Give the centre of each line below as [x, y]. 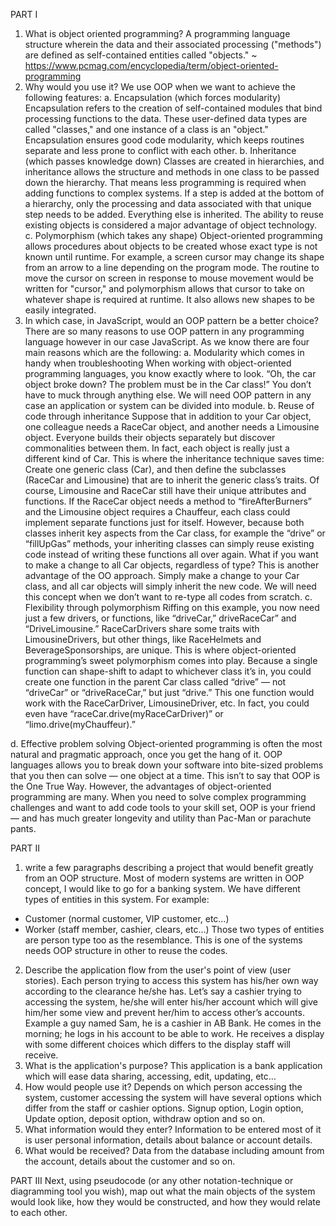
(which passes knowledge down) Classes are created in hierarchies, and [174, 161]
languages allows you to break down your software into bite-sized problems [167, 765]
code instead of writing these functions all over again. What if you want [171, 554]
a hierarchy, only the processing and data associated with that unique [168, 203]
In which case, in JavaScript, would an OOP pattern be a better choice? [172, 320]
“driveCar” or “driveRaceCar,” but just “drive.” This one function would [169, 692]
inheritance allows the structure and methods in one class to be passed [172, 172]
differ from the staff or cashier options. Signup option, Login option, [164, 1108]
